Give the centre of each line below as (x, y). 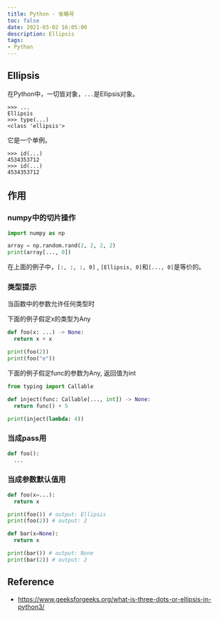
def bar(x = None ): (33, 534)
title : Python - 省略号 (41, 14)
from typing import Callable (50, 386)
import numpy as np (36, 233)
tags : (15, 41)
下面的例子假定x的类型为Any (49, 319)
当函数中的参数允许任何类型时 (51, 304)
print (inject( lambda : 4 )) (46, 419)
